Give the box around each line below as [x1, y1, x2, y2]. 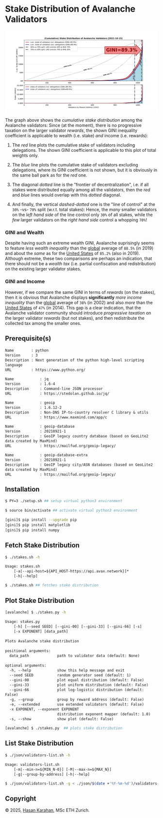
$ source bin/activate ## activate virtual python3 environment [5, 508, 138, 513]
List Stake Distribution [5, 739, 74, 747]
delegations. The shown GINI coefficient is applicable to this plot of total [12, 147, 157, 153]
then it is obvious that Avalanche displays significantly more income [5, 294, 142, 300]
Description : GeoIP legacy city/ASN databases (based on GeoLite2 [5, 462, 153, 467]
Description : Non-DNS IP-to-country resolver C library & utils [5, 410, 149, 415]
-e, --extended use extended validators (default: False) [9, 702, 145, 707]
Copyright [5, 794, 36, 802]
